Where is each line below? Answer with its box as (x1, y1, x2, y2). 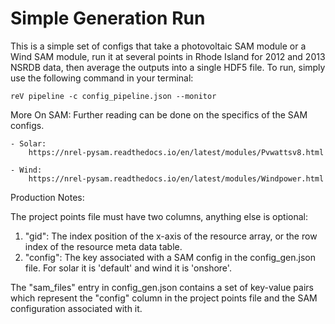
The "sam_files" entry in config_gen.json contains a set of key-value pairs (10, 281, 314, 293)
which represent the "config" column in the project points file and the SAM (10, 292, 318, 304)
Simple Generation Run (10, 7, 206, 30)
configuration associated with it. (10, 302, 143, 314)
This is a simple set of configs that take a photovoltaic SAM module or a (10, 40, 307, 52)
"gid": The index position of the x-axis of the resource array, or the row (24, 230, 318, 242)
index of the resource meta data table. (24, 240, 183, 252)
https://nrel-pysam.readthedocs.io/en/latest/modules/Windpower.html (28, 173, 325, 184)
